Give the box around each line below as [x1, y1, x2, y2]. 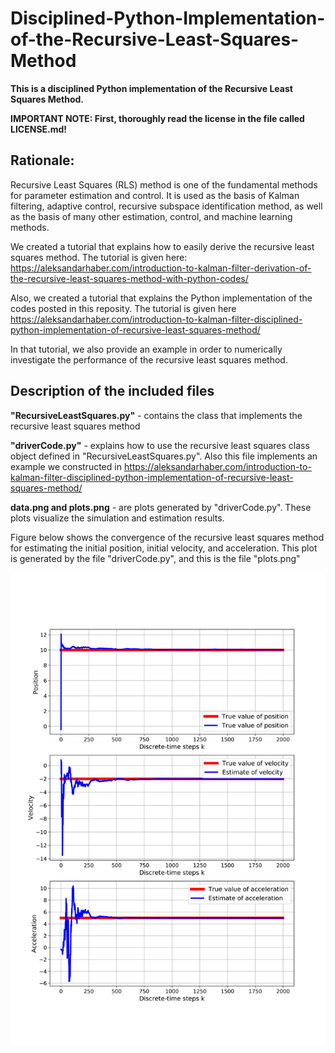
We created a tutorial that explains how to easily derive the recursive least [10, 240, 315, 252]
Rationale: [10, 152, 75, 169]
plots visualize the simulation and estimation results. [10, 512, 225, 524]
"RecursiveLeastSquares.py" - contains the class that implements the [10, 409, 303, 421]
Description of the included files [10, 383, 215, 400]
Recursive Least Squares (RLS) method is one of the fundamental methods [10, 178, 318, 191]
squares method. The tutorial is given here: [10, 251, 188, 263]
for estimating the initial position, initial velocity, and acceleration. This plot [10, 542, 318, 554]
